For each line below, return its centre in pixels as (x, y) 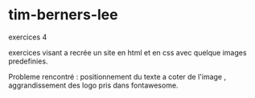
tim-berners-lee (63, 15)
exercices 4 (28, 37)
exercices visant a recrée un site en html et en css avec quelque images (127, 52)
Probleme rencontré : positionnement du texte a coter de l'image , (117, 76)
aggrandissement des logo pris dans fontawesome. (93, 85)
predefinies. (28, 61)
